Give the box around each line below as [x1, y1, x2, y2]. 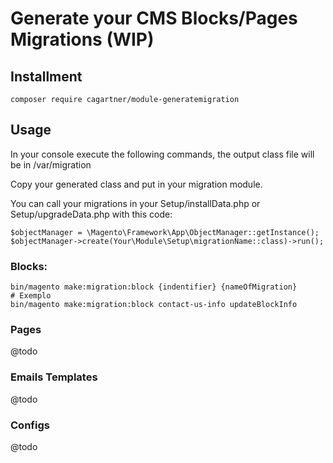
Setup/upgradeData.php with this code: [10, 208, 173, 220]
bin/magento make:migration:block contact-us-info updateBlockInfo [10, 300, 298, 310]
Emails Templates [10, 370, 98, 384]
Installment [10, 68, 83, 85]
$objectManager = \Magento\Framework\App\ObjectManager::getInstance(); [10, 227, 320, 237]
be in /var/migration [10, 158, 92, 171]
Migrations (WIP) [10, 28, 155, 51]
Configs [10, 418, 50, 432]
